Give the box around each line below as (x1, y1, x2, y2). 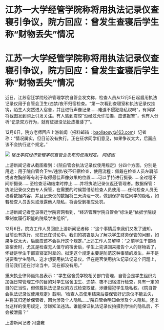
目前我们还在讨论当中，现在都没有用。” (5, 262, 82, 268)
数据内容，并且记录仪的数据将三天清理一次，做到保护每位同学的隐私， (13, 193, 155, 199)
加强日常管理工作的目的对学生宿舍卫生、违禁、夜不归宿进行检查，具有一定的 (5, 279, 159, 285)
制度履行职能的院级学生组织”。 (9, 215, 72, 221)
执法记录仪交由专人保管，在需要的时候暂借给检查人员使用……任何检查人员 (5, 186, 154, 193)
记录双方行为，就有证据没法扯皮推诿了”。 (11, 119, 95, 125)
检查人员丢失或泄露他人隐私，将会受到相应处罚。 (9, 199, 108, 205)
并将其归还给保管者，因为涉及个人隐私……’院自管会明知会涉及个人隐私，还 (5, 297, 155, 303)
